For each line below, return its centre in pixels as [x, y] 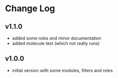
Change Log [30, 9]
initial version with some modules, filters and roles [62, 70]
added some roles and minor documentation [57, 38]
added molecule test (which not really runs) [56, 43]
